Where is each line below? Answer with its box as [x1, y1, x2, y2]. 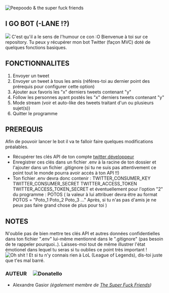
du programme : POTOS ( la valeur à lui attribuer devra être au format [12, 191, 157, 198]
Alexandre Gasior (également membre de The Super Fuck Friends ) [12, 282, 152, 288]
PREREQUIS [5, 125, 43, 134]
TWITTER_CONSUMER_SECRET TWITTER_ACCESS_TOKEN [12, 181, 137, 187]
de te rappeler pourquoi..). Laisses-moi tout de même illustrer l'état [5, 241, 146, 247]
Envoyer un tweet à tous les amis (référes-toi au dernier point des [12, 78, 150, 84]
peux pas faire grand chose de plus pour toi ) [12, 202, 108, 208]
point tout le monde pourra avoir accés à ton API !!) [12, 170, 120, 176]
